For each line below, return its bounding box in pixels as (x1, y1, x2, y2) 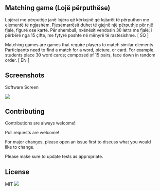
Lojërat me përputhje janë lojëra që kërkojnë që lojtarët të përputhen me (5, 17, 149, 22)
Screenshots (5, 71, 45, 80)
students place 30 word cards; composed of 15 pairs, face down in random (5, 52, 156, 58)
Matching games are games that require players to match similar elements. (5, 41, 155, 48)
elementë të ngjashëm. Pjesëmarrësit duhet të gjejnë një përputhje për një (5, 22, 154, 28)
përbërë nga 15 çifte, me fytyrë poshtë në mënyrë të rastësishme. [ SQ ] (5, 32, 149, 38)
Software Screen (5, 84, 39, 90)
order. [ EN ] (5, 57, 30, 63)
